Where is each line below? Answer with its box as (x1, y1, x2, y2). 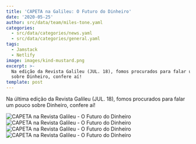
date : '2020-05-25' (6, 14, 54, 20)
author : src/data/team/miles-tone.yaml (6, 19, 103, 25)
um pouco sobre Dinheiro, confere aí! (6, 102, 96, 108)
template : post (6, 80, 43, 85)
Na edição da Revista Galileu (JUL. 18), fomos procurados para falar (11, 68, 187, 74)
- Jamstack (11, 47, 38, 53)
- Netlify (11, 52, 35, 58)
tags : (6, 42, 19, 47)
